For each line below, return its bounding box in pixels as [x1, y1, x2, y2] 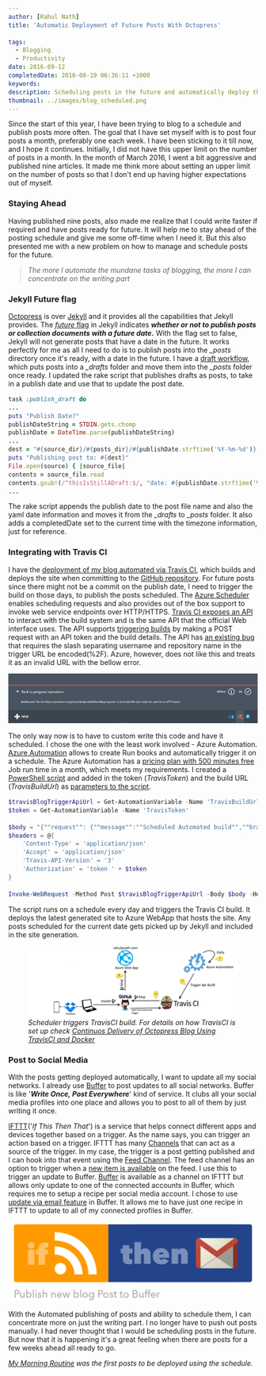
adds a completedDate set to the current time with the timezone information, [8, 518, 257, 528]
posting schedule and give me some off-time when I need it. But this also [8, 233, 247, 242]
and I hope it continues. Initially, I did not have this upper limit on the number [8, 144, 257, 154]
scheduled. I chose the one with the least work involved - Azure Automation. [8, 740, 258, 749]
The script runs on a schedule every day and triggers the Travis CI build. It [8, 905, 251, 914]
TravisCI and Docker [28, 1035, 95, 1044]
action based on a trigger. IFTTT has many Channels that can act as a [8, 1139, 235, 1148]
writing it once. [8, 1106, 57, 1116]
